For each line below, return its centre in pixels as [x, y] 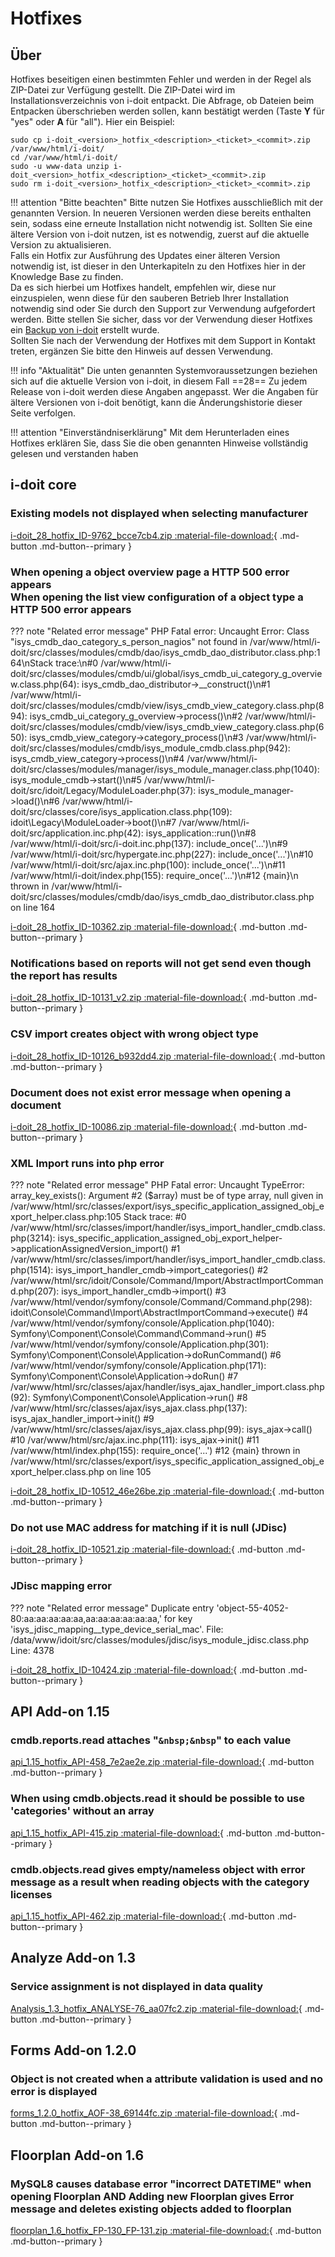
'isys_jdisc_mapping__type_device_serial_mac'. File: [117, 1629]
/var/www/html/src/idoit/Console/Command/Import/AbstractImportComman [167, 1281]
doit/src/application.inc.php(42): [77, 833]
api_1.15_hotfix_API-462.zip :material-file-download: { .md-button [142, 1916]
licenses [31, 1894]
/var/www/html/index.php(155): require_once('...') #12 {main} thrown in [155, 1451]
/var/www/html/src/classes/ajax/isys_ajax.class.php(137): [129, 1408]
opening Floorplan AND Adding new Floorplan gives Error [152, 2196]
